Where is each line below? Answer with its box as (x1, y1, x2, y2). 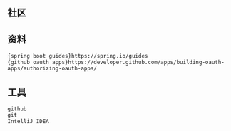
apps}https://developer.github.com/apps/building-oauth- (52, 59, 225, 66)
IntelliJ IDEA (7, 118, 50, 125)
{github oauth (7, 59, 50, 66)
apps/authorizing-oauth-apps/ (7, 65, 98, 73)
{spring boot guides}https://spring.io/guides (7, 53, 148, 60)
